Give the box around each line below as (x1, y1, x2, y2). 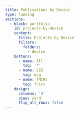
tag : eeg (23, 72, 41, 77)
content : (14, 30, 32, 35)
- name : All (18, 58, 43, 63)
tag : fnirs (23, 81, 46, 86)
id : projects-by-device (14, 26, 64, 31)
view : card (18, 95, 41, 100)
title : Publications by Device (5, 7, 70, 12)
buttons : (14, 53, 32, 59)
